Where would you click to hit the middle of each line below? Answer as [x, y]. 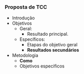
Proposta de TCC [26, 7]
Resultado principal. [48, 34]
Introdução [23, 18]
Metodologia [25, 55]
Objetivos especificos [42, 66]
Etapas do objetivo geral [52, 45]
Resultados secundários [53, 50]
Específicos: [32, 39]
